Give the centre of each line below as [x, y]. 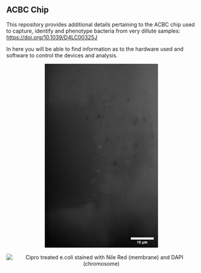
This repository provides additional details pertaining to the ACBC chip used [101, 24]
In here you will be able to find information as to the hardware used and [95, 49]
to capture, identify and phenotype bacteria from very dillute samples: [93, 31]
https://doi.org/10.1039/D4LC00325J [52, 37]
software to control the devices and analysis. [62, 55]
